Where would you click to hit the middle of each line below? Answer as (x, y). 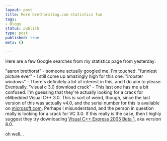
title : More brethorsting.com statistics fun (54, 15)
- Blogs (13, 24)
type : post (17, 33)
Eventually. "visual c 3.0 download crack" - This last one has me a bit (77, 87)
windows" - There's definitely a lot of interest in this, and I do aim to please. (83, 81)
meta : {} (14, 43)
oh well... (15, 134)
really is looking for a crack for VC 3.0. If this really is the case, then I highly (83, 113)
